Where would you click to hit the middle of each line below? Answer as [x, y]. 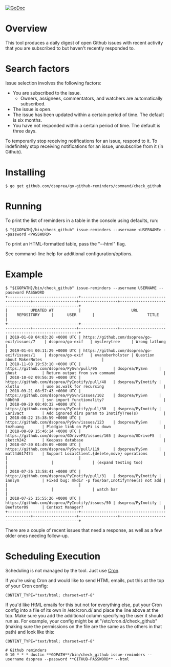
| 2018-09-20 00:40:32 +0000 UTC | [43, 404]
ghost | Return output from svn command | [86, 373]
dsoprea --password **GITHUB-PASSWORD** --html [78, 659]
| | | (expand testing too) [74, 462]
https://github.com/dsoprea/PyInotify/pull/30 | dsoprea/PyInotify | [83, 409]
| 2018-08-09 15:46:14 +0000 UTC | [43, 431]
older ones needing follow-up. [37, 536]
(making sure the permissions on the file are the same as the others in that [84, 626]
